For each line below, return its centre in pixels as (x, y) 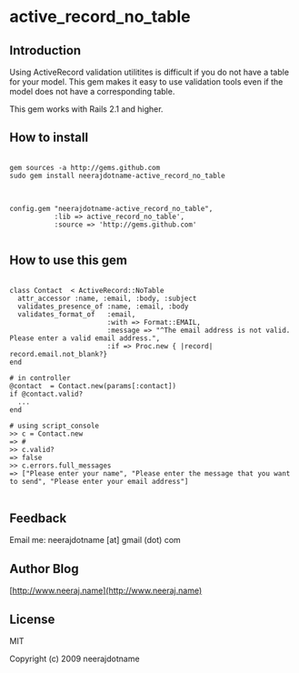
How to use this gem (68, 261)
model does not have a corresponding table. (92, 91)
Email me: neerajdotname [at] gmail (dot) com (95, 540)
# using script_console (55, 426)
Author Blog (44, 569)
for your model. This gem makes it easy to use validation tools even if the (146, 82)
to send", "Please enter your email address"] (99, 481)
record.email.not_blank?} (58, 354)
